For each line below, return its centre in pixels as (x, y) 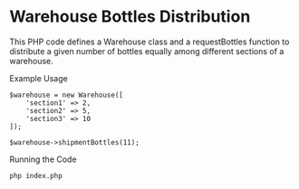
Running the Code (43, 159)
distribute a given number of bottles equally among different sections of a (147, 51)
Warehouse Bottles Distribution (130, 17)
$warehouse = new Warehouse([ (67, 95)
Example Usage (39, 78)
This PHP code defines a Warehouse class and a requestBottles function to (149, 42)
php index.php (36, 175)
